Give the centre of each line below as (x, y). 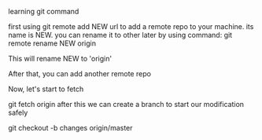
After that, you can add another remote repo (80, 74)
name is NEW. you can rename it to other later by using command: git (120, 35)
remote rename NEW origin (52, 43)
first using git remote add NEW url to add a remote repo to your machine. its (131, 26)
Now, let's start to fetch (46, 89)
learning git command (44, 11)
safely (18, 112)
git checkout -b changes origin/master (70, 128)
